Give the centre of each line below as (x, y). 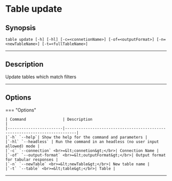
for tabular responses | (32, 160)
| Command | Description (49, 119)
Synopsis (20, 28)
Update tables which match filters (41, 77)
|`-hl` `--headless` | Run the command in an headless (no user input (82, 142)
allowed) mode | (23, 146)
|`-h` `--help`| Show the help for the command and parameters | (76, 137)
